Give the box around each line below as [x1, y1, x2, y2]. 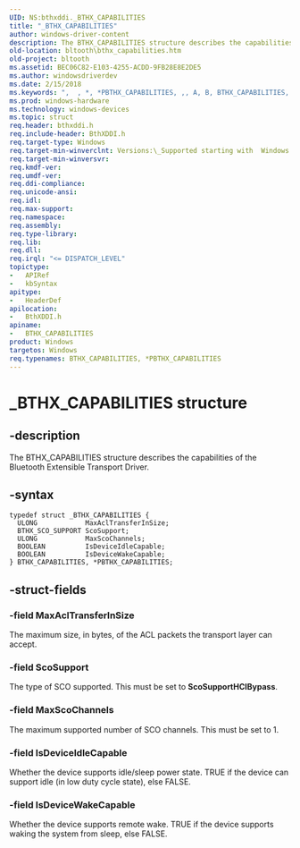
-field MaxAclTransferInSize [9, 609, 136, 622]
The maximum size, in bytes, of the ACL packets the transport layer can [9, 630, 272, 640]
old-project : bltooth [9, 55, 90, 64]
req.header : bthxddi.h [9, 122, 94, 131]
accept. [9, 639, 37, 649]
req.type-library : [9, 229, 78, 238]
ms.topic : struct [9, 113, 74, 122]
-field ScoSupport [9, 661, 89, 674]
